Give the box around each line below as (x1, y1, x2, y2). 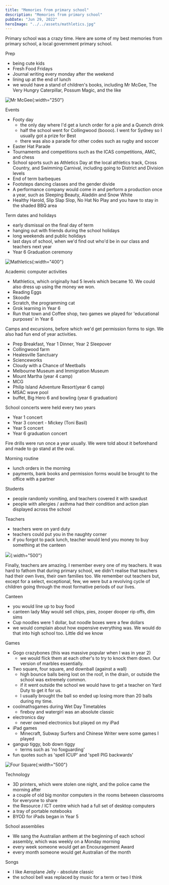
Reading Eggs (12, 289, 42, 295)
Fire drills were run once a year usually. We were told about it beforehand (5, 440, 157, 447)
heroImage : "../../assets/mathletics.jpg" (5, 21, 96, 27)
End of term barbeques (12, 175, 61, 182)
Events (5, 107, 20, 113)
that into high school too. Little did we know (12, 630, 103, 636)
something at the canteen (12, 542, 66, 548)
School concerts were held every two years (5, 405, 96, 411)
